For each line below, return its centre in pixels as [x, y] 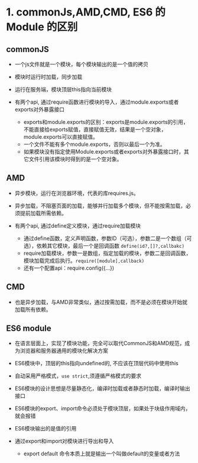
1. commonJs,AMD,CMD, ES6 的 [86, 12]
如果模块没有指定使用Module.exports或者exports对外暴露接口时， [104, 151]
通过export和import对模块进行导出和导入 [64, 441]
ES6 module [29, 329]
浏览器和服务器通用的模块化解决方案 [64, 351]
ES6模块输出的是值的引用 [46, 429]
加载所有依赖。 [33, 309]
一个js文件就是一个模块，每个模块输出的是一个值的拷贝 [82, 64]
